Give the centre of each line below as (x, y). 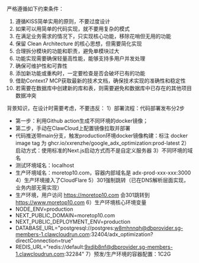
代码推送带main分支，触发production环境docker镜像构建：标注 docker (102, 136)
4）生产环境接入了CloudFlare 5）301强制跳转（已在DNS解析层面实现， (102, 180)
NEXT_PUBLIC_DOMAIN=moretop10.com (65, 215)
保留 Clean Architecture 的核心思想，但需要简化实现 (78, 44)
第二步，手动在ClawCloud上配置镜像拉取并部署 (73, 128)
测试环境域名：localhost (45, 165)
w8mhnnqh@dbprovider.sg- (148, 228)
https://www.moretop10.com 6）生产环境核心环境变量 (81, 202)
